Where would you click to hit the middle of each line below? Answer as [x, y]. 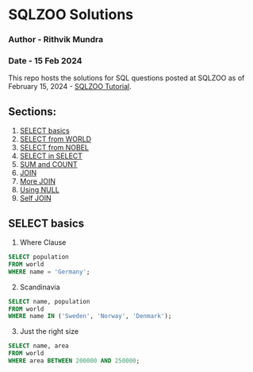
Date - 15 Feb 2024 [45, 61]
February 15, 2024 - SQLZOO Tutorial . [70, 87]
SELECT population [38, 257]
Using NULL [39, 190]
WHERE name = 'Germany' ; [49, 272]
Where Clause [43, 242]
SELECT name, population [49, 301]
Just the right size [49, 331]
